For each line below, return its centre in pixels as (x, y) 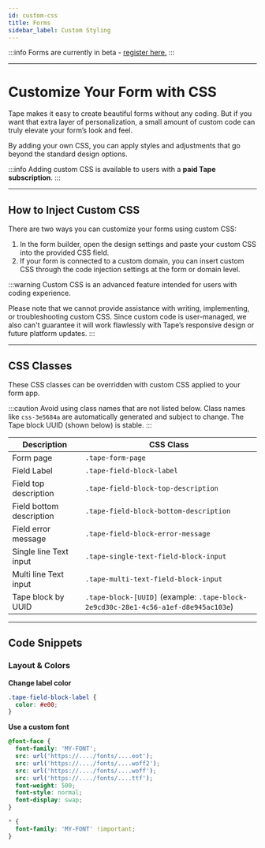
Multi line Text (38, 574)
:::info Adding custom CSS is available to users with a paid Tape (112, 170)
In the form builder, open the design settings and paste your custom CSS (138, 245)
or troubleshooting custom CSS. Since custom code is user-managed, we (127, 317)
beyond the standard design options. (68, 154)
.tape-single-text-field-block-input (156, 556)
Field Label (32, 470)
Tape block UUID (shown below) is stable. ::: (80, 425)
